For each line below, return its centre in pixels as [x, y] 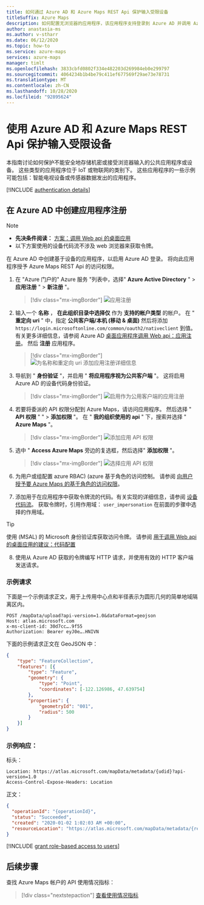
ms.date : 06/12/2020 [32, 40]
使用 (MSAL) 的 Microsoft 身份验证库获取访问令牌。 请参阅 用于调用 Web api [102, 536]
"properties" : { [49, 701]
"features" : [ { [36, 667]
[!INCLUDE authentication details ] [48, 190]
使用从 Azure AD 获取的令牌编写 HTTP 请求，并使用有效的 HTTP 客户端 [104, 557]
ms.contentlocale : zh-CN [38, 86]
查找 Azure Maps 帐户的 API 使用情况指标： [61, 882]
